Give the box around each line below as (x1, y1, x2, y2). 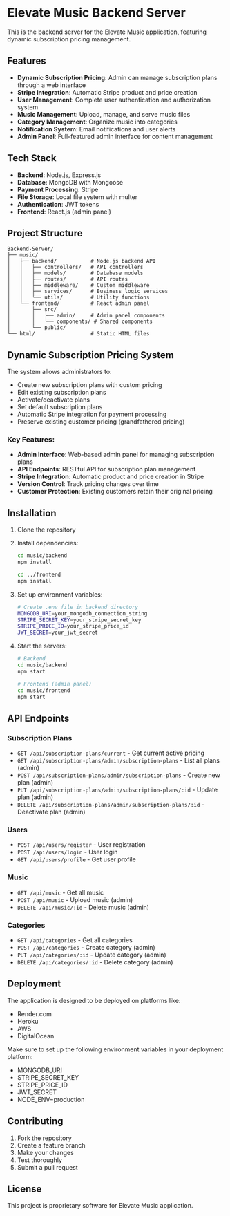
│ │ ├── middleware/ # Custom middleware (7, 282, 150, 289)
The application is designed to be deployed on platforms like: (7, 996, 181, 1004)
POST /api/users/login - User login (17, 848, 118, 857)
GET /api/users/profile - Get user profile (17, 855, 136, 863)
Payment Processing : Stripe (17, 185, 99, 194)
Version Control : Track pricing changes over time (17, 480, 159, 488)
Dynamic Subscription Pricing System (7, 349, 174, 361)
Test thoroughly (17, 1156, 62, 1164)
